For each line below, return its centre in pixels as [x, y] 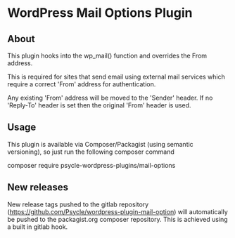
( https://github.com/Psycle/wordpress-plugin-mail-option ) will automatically [118, 211]
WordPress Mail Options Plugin [100, 13]
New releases [38, 187]
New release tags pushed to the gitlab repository [78, 204]
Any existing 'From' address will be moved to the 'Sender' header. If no [110, 98]
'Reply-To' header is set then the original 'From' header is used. [99, 105]
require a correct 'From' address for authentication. [82, 84]
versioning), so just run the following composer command [91, 152]
